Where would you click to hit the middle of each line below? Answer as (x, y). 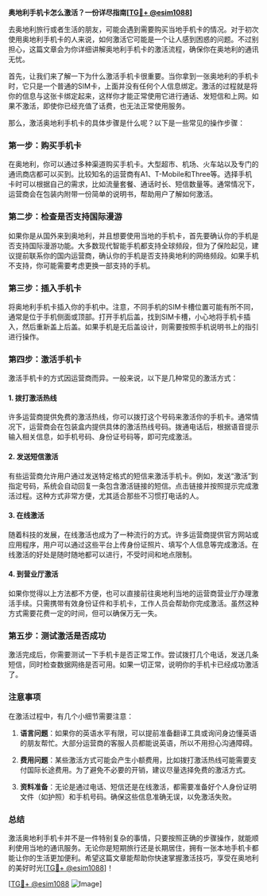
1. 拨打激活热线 (33, 398)
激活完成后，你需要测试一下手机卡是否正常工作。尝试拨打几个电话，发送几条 (133, 655)
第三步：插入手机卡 (45, 288)
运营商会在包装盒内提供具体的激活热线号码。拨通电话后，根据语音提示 (144, 427)
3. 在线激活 (27, 516)
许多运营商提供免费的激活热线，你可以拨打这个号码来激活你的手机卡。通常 (130, 417)
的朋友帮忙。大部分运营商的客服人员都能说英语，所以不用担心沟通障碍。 (138, 742)
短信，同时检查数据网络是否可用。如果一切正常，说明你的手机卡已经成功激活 (133, 664)
